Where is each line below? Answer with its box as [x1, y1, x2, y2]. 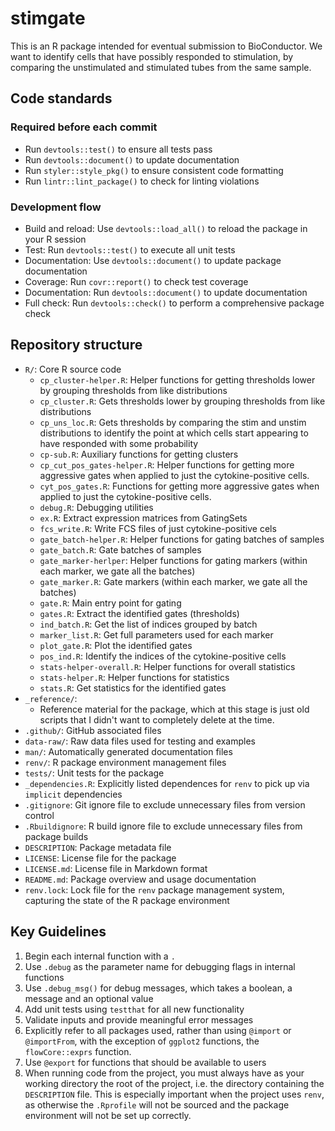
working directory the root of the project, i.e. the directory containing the [24, 1077, 325, 1089]
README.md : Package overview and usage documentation [24, 873, 257, 885]
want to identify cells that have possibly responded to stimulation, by [10, 50, 294, 62]
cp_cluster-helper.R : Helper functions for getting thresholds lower [39, 373, 316, 386]
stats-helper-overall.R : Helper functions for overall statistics [39, 660, 296, 672]
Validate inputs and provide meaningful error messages [24, 1013, 254, 1026]
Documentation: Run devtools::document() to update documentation [24, 286, 308, 298]
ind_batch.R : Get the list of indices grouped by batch [39, 618, 258, 630]
